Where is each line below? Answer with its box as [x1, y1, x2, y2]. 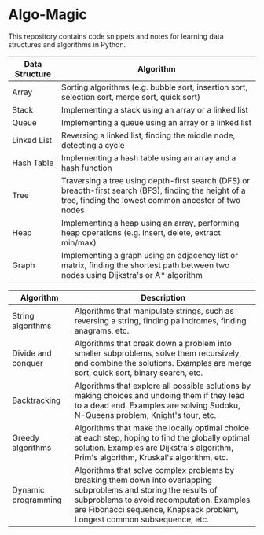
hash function [61, 162, 112, 173]
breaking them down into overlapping [74, 474, 212, 485]
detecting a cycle [61, 139, 125, 150]
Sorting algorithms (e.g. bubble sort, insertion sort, [61, 81, 248, 92]
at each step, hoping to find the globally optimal [74, 432, 250, 443]
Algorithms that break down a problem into [74, 338, 232, 349]
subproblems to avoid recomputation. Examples [74, 494, 251, 505]
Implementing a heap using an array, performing [61, 217, 240, 228]
